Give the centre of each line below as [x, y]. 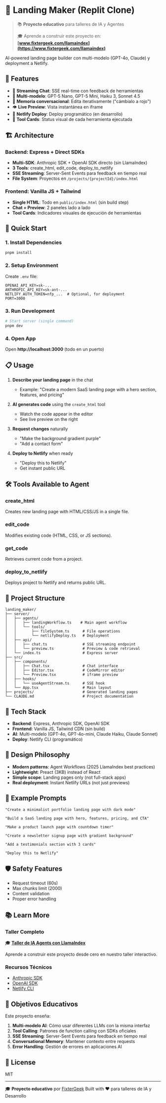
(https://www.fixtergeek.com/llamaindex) [61, 48]
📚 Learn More [27, 915]
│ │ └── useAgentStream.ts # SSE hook [55, 684]
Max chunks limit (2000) [37, 888]
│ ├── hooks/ [21, 679]
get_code [17, 548]
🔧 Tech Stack [26, 712]
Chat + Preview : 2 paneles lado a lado [51, 207]
